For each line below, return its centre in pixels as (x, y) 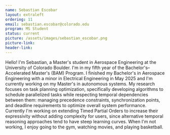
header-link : (19, 48)
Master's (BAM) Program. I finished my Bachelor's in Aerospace (98, 73)
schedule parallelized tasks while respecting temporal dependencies (77, 94)
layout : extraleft (25, 15)
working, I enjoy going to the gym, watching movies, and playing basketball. (84, 127)
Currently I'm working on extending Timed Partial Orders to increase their (82, 111)
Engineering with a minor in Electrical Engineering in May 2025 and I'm (79, 78)
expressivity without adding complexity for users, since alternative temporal (84, 116)
